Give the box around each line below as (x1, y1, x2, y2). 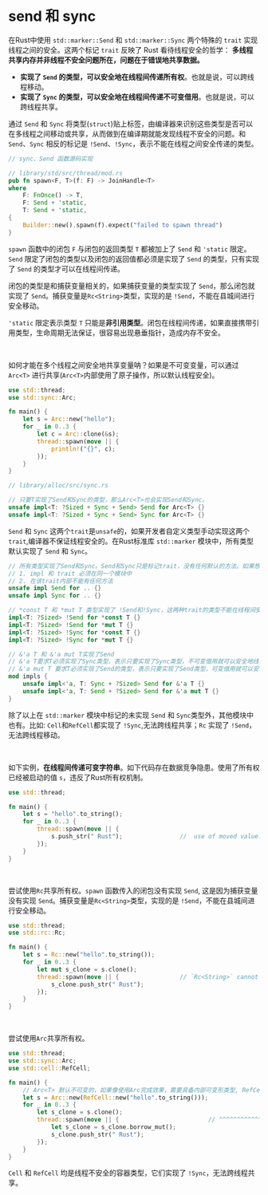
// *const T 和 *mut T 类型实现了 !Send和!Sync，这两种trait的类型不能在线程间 (8, 606, 256, 614)
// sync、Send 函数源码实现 (8, 155, 93, 163)
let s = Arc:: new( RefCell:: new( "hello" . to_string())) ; (22, 1094, 209, 1102)
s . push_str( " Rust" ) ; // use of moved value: (50, 833, 262, 841)
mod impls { (8, 672, 48, 680)
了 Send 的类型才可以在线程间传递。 (8, 264, 125, 274)
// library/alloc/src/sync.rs (8, 482, 109, 490)
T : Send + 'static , (22, 207, 88, 215)
